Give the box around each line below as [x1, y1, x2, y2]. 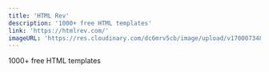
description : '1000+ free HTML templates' [8, 19, 152, 27]
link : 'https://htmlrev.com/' [8, 26, 110, 34]
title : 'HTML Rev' [8, 11, 70, 20]
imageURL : [8, 34, 42, 42]
